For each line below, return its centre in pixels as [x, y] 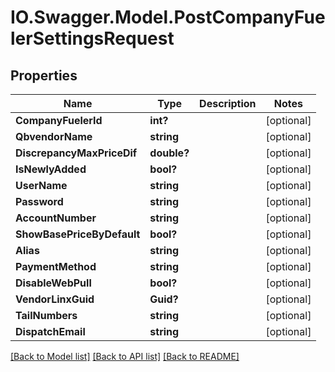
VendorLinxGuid [55, 299]
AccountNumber [56, 218]
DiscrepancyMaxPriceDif [76, 153]
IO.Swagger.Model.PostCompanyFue [168, 17]
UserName [41, 185]
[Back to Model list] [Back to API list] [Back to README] [125, 356]
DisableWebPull [53, 283]
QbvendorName [54, 136]
